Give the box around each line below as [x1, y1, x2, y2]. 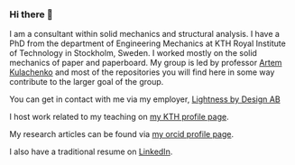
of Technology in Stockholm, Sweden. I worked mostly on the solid [9, 48, 257, 59]
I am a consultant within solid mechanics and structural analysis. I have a [9, 29, 280, 40]
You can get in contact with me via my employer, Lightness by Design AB [9, 94, 281, 105]
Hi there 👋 [9, 8, 54, 21]
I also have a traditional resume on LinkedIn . [9, 146, 173, 157]
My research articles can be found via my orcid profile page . [9, 129, 235, 140]
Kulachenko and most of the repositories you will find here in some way [9, 67, 275, 78]
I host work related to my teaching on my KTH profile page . [9, 112, 229, 123]
